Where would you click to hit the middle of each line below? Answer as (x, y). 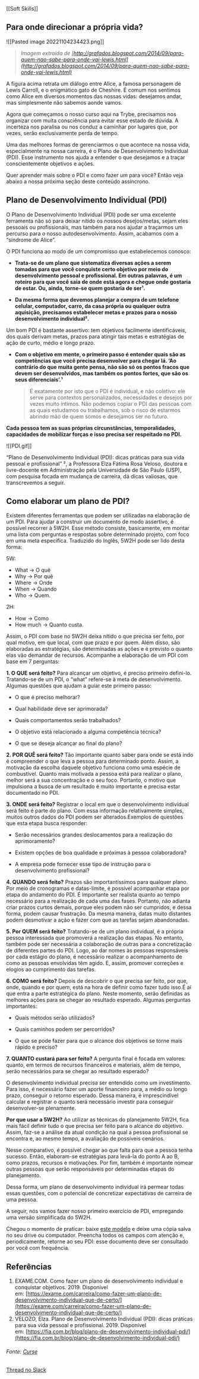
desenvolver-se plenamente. (41, 1108)
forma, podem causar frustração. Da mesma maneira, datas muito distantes (99, 914)
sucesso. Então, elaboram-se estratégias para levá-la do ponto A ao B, (93, 1157)
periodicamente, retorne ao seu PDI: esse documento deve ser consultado (97, 1242)
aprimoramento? (35, 841)
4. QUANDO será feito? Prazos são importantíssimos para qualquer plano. (97, 882)
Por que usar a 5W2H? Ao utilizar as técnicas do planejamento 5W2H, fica (97, 1120)
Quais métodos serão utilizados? (55, 1018)
